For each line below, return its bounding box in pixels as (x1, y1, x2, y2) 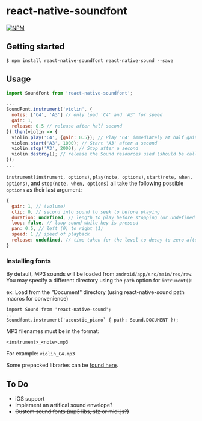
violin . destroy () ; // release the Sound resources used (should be (11, 151, 185, 157)
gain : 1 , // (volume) (11, 203, 66, 209)
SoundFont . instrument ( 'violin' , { (6, 107, 93, 113)
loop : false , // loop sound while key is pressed (11, 220, 138, 226)
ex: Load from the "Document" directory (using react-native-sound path (6, 288, 185, 296)
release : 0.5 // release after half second (11, 123, 122, 129)
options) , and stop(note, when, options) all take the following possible (6, 179, 184, 187)
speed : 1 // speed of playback (11, 231, 90, 237)
